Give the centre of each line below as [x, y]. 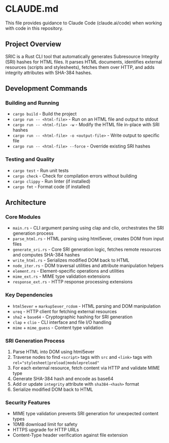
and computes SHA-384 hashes [46, 255]
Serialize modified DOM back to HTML [53, 390]
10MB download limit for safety [45, 424]
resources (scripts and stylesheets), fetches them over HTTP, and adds [80, 67]
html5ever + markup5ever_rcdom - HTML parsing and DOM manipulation [87, 306]
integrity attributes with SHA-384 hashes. [49, 72]
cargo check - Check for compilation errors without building [75, 176]
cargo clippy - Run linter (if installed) [52, 181]
